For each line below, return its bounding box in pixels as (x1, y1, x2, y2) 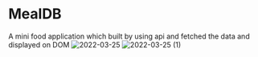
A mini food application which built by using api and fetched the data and (8, 31, 251, 41)
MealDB (8, 5, 62, 23)
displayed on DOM (8, 39, 70, 49)
